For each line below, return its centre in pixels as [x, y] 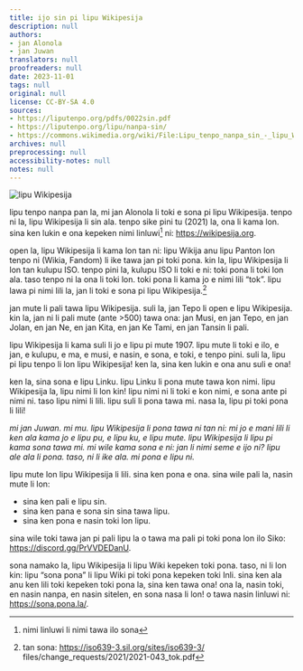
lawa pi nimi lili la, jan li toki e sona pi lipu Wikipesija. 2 [108, 290]
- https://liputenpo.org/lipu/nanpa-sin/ [88, 128]
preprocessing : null [48, 152]
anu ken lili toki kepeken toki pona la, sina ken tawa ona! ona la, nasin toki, [147, 584]
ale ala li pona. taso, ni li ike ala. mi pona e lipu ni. [102, 457]
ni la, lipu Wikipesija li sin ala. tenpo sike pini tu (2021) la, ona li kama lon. [144, 222]
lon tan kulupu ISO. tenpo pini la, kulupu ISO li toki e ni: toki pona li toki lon [147, 270]
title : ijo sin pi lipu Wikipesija [76, 18]
